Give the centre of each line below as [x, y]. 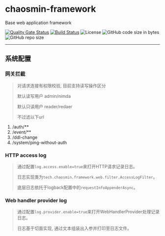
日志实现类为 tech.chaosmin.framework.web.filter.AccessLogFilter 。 [87, 177]
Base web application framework [39, 23]
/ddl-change [25, 137]
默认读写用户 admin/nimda [44, 96]
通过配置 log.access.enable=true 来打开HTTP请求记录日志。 [77, 166]
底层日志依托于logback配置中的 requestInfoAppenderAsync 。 [78, 187]
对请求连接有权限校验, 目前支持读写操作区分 [61, 86]
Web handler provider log [36, 200]
